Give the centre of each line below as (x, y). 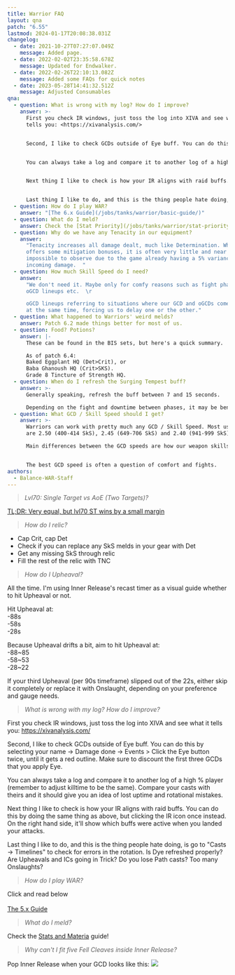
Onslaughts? (25, 867)
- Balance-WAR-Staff (43, 478)
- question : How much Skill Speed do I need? (81, 271)
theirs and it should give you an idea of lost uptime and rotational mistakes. (115, 795)
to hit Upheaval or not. (40, 596)
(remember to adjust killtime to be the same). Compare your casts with (109, 788)
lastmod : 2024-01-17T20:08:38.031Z (59, 33)
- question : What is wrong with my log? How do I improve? (101, 105)
